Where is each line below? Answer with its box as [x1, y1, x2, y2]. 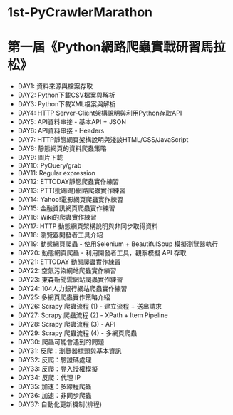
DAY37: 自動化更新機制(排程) [17, 400, 102, 409]
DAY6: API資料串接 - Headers [17, 126, 105, 135]
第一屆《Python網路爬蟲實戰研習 [7, 39, 201, 56]
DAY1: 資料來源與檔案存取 [17, 82, 93, 91]
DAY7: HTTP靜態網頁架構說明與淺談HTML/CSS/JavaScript [17, 135, 189, 144]
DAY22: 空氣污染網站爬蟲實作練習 [17, 267, 117, 275]
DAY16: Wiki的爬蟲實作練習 [17, 213, 98, 222]
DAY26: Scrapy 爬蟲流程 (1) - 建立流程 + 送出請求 [17, 302, 162, 311]
